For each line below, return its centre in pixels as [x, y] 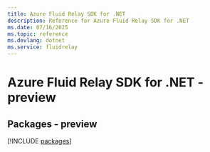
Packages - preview [52, 124]
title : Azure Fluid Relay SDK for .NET [67, 14]
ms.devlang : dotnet [36, 41]
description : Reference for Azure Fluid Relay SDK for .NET [99, 21]
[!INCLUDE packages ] [40, 141]
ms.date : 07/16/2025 [38, 27]
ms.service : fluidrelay [43, 47]
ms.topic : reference [38, 34]
